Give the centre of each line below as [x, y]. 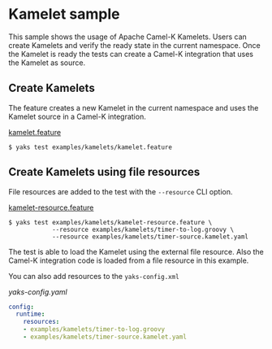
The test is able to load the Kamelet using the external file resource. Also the [136, 251]
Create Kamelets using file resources [104, 172]
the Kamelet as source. [47, 63]
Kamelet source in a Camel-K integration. [77, 116]
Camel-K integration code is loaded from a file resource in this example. [129, 260]
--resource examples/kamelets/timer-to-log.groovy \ [142, 229]
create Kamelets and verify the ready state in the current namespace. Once [135, 45]
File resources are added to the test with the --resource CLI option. [121, 191]
